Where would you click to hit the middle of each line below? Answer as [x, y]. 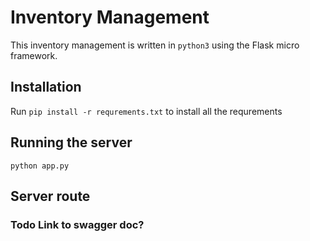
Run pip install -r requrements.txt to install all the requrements [146, 111]
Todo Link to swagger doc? [77, 224]
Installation [46, 87]
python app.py [40, 166]
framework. [34, 55]
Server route [50, 196]
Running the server [71, 142]
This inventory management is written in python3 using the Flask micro [155, 45]
